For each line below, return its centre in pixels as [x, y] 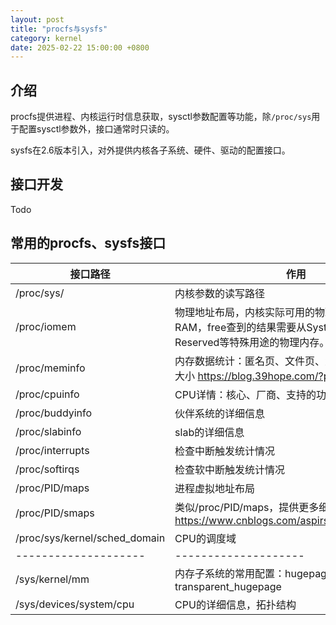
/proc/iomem [46, 326]
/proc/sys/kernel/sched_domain [90, 538]
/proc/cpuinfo [47, 394]
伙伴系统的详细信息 [220, 413]
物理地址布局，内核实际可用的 [245, 312]
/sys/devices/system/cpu [75, 604]
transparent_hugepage [228, 586]
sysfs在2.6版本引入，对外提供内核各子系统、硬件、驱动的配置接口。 [150, 150]
